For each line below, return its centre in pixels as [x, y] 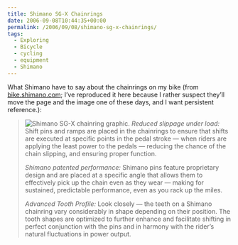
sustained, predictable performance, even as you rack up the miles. [123, 190]
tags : [15, 34]
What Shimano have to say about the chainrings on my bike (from [103, 87]
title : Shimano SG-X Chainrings [55, 14]
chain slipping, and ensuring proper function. [91, 153]
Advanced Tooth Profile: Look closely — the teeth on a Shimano [118, 204]
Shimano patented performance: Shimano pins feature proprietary [122, 167]
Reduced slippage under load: [175, 123]
